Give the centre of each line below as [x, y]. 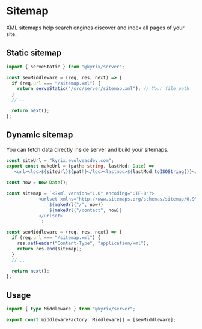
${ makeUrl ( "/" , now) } [76, 204]
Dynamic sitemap [40, 135]
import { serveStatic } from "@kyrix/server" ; [66, 67]
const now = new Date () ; [37, 183]
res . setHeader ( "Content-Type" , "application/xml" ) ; [83, 243]
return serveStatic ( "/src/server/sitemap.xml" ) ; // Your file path [103, 89]
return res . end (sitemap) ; [50, 249]
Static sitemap [34, 53]
